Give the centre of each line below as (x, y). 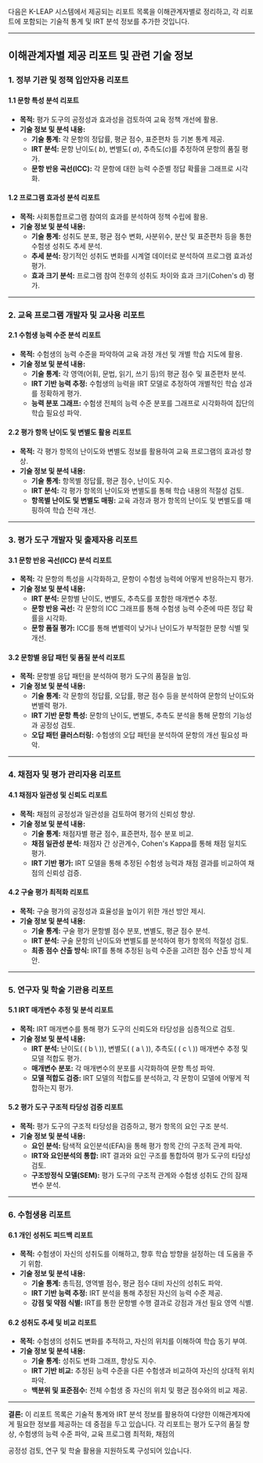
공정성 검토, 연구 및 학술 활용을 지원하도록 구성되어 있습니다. (100, 1450)
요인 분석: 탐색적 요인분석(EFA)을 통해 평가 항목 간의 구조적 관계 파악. (137, 1146)
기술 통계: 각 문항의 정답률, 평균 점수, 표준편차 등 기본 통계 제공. (128, 139)
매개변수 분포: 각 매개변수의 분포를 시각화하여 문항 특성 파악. (123, 1068)
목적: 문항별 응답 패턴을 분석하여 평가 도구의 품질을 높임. (105, 676)
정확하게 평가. (61, 393)
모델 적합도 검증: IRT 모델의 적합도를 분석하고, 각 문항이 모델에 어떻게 (136, 1077)
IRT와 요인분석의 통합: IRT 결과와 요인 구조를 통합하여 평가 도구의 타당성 (141, 1156)
